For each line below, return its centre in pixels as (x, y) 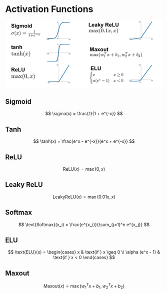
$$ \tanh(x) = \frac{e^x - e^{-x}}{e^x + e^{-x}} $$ (84, 141)
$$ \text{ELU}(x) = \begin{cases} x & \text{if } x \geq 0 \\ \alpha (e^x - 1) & (84, 252)
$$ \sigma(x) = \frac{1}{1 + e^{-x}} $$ (84, 114)
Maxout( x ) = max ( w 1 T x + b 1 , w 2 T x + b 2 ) (84, 286)
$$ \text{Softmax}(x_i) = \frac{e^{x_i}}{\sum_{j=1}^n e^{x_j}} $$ (84, 224)
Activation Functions (49, 9)
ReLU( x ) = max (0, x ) (84, 169)
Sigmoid (18, 102)
